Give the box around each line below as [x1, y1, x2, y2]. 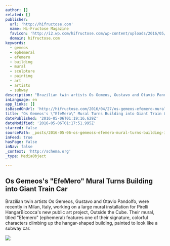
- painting [10, 74, 33, 79]
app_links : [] [5, 102, 35, 107]
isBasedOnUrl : [5, 107, 35, 112]
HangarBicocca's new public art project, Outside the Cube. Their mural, [5, 209, 154, 215]
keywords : [5, 41, 26, 46]
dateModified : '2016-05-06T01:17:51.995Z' [5, 120, 96, 126]
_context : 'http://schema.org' [5, 149, 71, 154]
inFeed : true [5, 135, 33, 140]
